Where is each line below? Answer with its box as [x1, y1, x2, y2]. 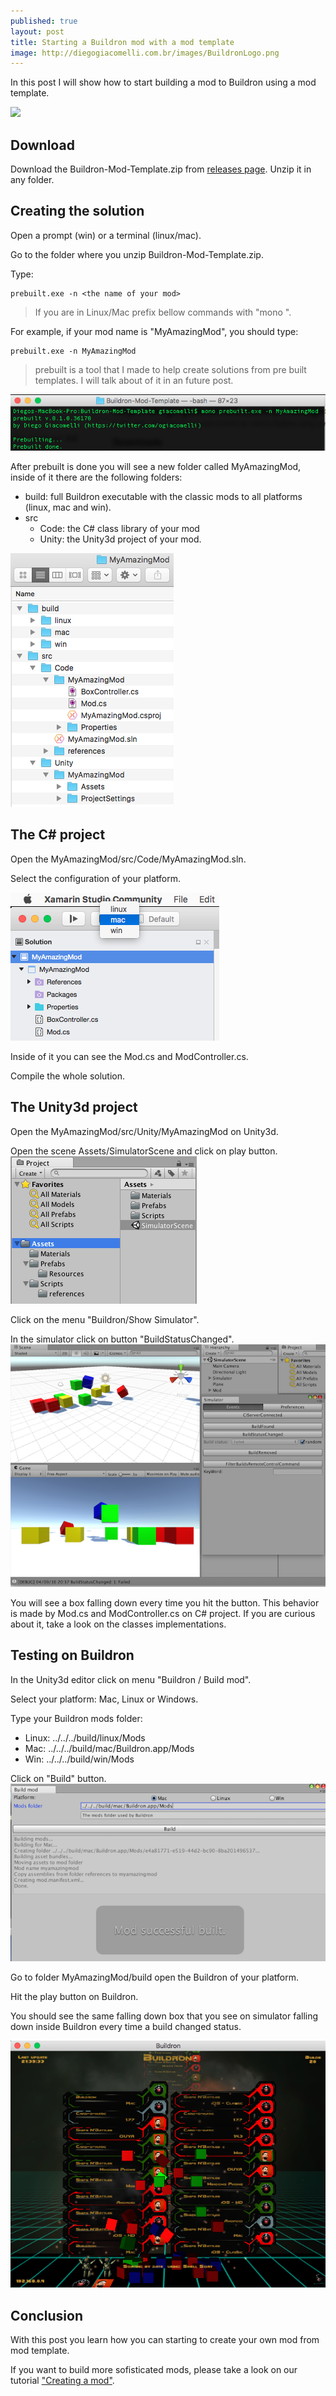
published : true [10, 16, 78, 26]
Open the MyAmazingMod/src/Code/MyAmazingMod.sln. [10, 853, 247, 865]
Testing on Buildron [10, 1647, 135, 1664]
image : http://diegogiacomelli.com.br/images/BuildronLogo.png [10, 48, 280, 58]
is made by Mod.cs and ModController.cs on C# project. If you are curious [10, 1607, 316, 1619]
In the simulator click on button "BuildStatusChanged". [10, 1333, 235, 1345]
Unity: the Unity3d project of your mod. [39, 533, 202, 545]
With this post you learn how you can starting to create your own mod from [10, 2334, 320, 2346]
